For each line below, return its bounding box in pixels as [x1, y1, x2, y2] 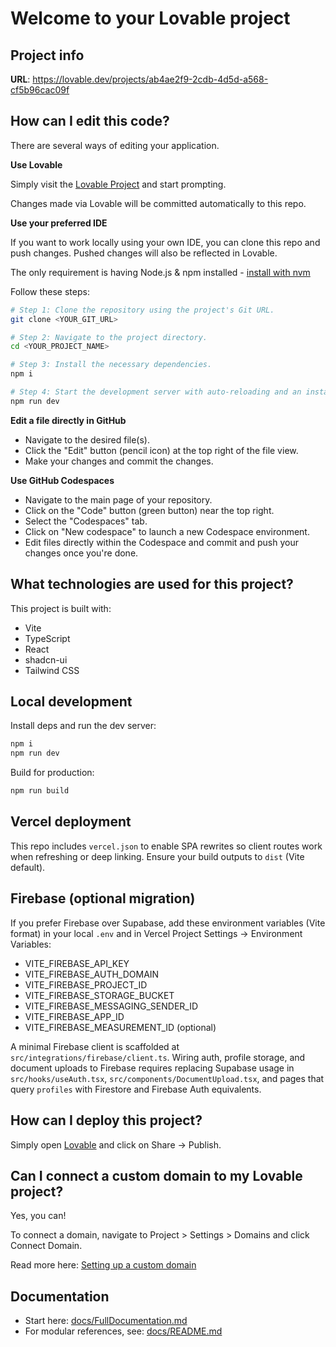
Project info [10, 47, 85, 64]
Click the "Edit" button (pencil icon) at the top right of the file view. [24, 444, 299, 456]
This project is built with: [10, 602, 112, 614]
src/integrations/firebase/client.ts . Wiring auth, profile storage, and [10, 1051, 306, 1063]
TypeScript [24, 632, 71, 644]
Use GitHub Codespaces [10, 474, 115, 486]
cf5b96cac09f [10, 84, 70, 96]
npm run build [10, 786, 70, 796]
